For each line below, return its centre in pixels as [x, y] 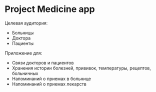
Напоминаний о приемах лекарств [49, 84]
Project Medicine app [50, 9]
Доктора [21, 38]
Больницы [23, 32]
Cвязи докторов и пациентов [43, 62]
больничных [25, 73]
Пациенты [23, 43]
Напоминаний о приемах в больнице [51, 78]
